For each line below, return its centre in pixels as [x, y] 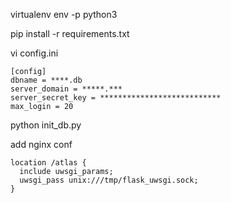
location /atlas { [48, 163]
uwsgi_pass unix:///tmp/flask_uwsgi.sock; [109, 180]
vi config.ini [34, 53]
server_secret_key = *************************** [116, 98]
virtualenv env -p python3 [64, 14]
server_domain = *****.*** [66, 89]
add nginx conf [41, 144]
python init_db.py [46, 125]
